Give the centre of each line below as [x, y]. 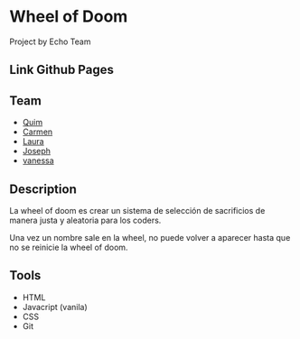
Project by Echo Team [50, 41]
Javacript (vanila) [55, 307]
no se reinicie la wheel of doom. [69, 247]
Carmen [37, 132]
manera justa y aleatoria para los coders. [85, 220]
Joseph [37, 151]
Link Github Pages [62, 70]
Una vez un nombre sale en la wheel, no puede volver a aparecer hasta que [150, 237]
